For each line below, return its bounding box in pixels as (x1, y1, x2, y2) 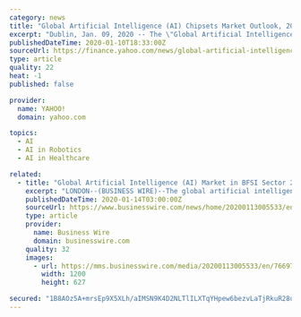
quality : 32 (25, 244, 70, 253)
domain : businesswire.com (32, 236, 130, 245)
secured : (9, 295, 42, 304)
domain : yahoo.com (17, 113, 87, 122)
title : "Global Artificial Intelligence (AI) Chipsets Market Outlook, (9, 21, 282, 30)
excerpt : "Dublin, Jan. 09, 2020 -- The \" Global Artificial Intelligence (9, 30, 295, 39)
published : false (9, 80, 74, 89)
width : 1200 (41, 270, 87, 278)
